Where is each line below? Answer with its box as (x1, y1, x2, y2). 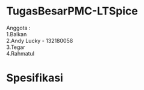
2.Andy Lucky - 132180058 (6, 37, 74, 44)
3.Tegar (6, 43, 25, 51)
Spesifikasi (6, 71, 63, 85)
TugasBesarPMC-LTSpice (6, 4, 139, 18)
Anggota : (6, 24, 31, 31)
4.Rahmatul (6, 50, 35, 57)
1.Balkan (6, 30, 27, 37)
